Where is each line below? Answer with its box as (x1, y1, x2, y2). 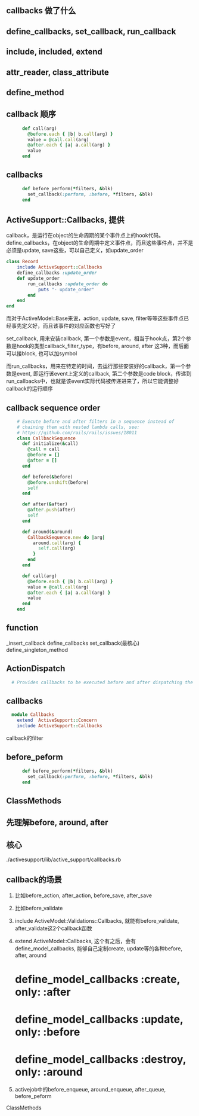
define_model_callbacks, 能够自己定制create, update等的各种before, (14, 944, 183, 952)
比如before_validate (14, 904, 63, 911)
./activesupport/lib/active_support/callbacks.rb (6, 856, 122, 863)
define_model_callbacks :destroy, (14, 1053, 186, 1066)
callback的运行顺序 (6, 385, 54, 392)
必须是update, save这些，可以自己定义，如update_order (6, 247, 144, 254)
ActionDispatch (6, 663, 66, 674)
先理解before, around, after (6, 818, 108, 828)
